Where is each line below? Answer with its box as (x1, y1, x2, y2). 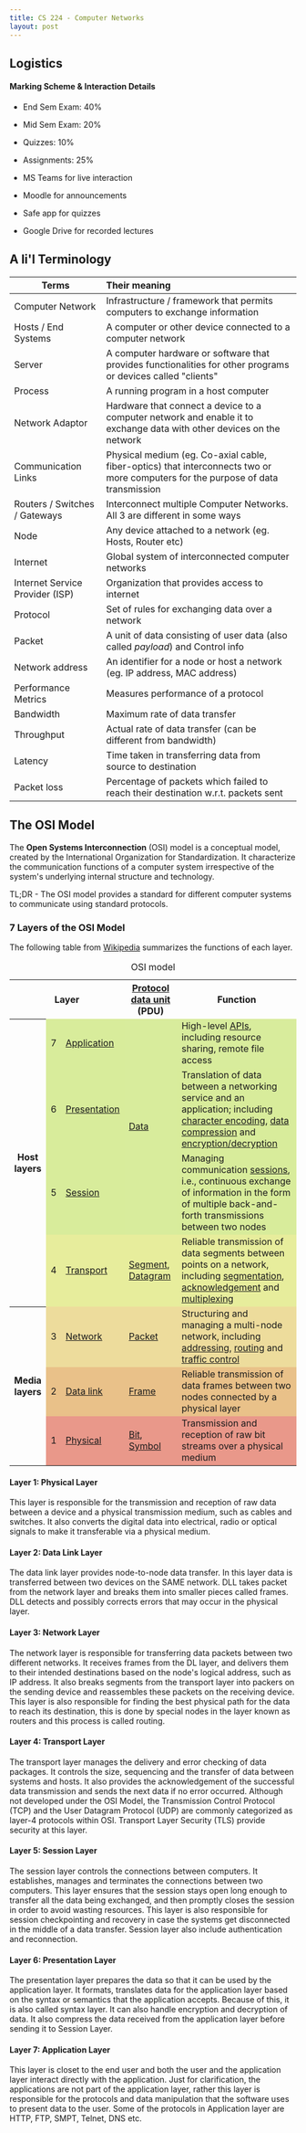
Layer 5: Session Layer (9, 1845, 97, 1856)
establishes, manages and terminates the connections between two (9, 1875, 264, 1886)
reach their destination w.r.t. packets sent (106, 787, 284, 799)
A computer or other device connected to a (106, 321, 291, 333)
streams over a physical (181, 1440, 284, 1452)
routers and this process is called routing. (9, 1715, 166, 1726)
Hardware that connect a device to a (106, 399, 262, 412)
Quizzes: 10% (22, 137, 75, 148)
